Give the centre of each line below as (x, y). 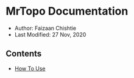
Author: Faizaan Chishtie (45, 28)
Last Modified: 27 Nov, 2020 (50, 34)
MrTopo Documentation (67, 11)
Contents (24, 54)
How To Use (30, 68)
